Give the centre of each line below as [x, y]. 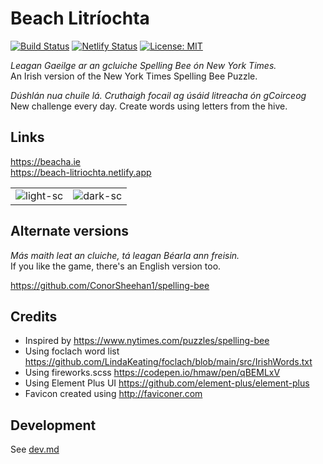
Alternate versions [70, 231]
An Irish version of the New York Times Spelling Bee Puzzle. [134, 76]
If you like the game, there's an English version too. [116, 266]
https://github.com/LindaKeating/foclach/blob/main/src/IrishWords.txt [168, 362]
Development [53, 425]
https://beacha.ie [45, 161]
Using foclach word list [72, 351]
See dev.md [35, 449]
